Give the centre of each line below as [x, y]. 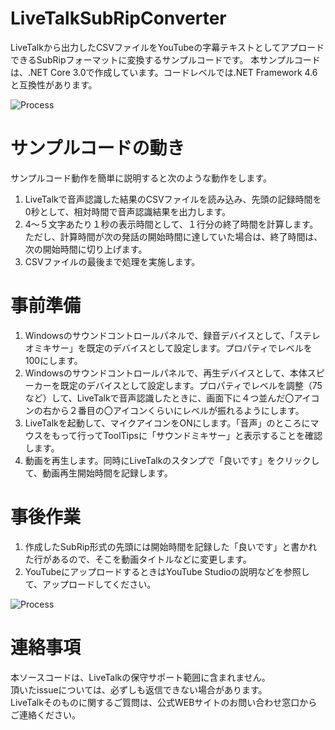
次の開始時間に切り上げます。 [86, 249]
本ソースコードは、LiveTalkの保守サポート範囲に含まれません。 [140, 677]
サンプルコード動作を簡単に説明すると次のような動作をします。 [141, 178]
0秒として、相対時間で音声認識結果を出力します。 [128, 211]
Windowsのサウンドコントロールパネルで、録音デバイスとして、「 [159, 335]
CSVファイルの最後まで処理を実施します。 [112, 261]
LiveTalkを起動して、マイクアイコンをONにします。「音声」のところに [167, 423]
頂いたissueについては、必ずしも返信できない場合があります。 [139, 689]
